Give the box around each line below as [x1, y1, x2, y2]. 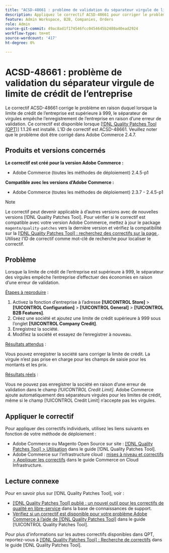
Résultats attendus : [5, 341, 47, 347]
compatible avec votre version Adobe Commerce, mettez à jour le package [5, 219, 161, 225]
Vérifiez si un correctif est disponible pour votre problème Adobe [12, 511, 147, 517]
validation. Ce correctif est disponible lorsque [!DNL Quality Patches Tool [5, 121, 157, 127]
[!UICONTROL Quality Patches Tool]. [12, 521, 89, 527]
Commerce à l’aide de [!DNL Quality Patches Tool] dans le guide [12, 516, 146, 522]
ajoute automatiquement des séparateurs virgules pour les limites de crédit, [5, 392, 162, 398]
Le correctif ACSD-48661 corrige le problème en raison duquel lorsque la [5, 105, 157, 111]
